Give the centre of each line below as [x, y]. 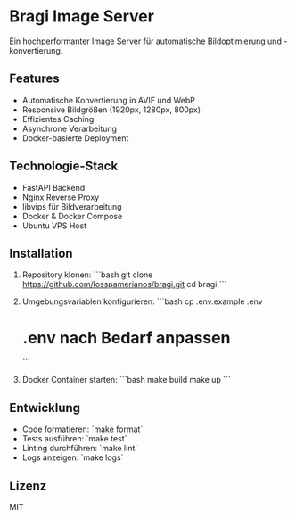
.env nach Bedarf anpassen [126, 338]
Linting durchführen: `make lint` [80, 449]
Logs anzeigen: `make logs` [73, 457]
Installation [41, 253]
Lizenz [28, 486]
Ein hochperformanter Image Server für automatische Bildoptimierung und [146, 41]
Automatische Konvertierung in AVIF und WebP [109, 100]
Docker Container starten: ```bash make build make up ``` [127, 380]
